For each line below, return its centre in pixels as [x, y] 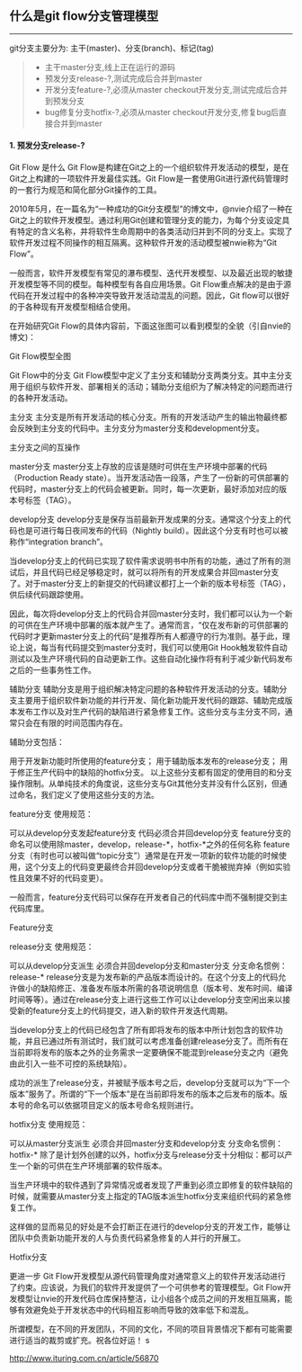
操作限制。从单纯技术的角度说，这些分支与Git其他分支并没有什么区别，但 [145, 784]
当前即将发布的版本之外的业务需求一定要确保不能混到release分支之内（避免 [149, 1053]
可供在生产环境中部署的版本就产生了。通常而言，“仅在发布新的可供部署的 [153, 625]
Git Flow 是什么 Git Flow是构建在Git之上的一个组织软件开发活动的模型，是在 [149, 167]
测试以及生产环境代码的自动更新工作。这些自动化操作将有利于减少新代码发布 [151, 659]
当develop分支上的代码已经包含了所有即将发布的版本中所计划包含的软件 [142, 1030]
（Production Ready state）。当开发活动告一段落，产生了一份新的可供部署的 [149, 478]
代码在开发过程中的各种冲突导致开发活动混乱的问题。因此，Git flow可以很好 [150, 296]
